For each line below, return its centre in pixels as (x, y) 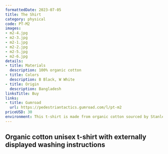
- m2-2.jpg (16, 47)
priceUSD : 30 (19, 112)
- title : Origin (22, 84)
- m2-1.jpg (16, 42)
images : (13, 28)
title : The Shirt (23, 14)
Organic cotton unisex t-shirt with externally (76, 137)
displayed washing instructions (55, 145)
